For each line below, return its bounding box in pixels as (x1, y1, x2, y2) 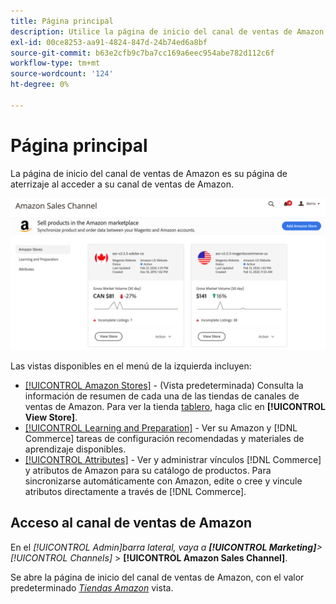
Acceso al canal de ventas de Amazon (10, 515, 253, 532)
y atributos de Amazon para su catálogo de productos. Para (24, 464, 272, 476)
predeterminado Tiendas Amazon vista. (10, 581, 174, 594)
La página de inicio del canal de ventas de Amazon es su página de (10, 167, 288, 179)
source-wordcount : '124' (10, 69, 114, 79)
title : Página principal (10, 16, 114, 26)
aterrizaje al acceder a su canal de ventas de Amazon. (10, 178, 235, 190)
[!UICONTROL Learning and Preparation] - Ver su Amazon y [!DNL (24, 421, 298, 434)
